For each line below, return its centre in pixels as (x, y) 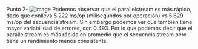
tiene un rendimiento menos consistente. (57, 41)
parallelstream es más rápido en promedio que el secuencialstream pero (97, 35)
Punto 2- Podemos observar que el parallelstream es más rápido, (99, 9)
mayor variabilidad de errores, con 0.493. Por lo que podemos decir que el (99, 28)
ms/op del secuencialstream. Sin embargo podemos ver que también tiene (99, 22)
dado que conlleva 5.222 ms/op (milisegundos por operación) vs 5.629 (95, 16)
